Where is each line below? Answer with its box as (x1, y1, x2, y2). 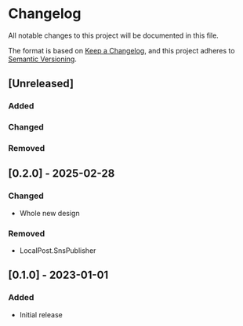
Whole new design (19, 208, 80, 218)
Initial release (19, 310, 63, 319)
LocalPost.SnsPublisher (19, 246, 96, 255)
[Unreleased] (8, 77, 74, 90)
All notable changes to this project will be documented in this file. (8, 31, 219, 40)
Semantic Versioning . (8, 54, 77, 64)
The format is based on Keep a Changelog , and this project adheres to (8, 46, 235, 55)
